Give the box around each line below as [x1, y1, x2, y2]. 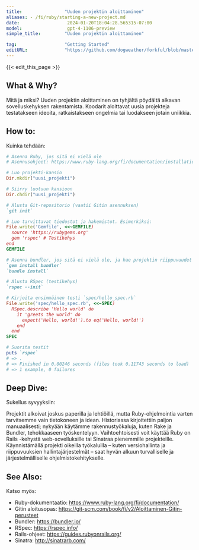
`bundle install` [6, 268, 49, 274]
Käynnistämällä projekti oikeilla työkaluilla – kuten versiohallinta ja [6, 442, 166, 449]
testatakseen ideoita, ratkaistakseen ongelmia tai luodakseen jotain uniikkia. [6, 109, 191, 116]
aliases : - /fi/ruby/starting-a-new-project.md [6, 14, 126, 20]
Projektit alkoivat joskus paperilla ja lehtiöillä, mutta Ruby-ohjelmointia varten [6, 410, 193, 417]
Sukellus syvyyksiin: [6, 399, 56, 406]
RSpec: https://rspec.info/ [14, 524, 78, 532]
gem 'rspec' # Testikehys [11, 235, 76, 241]
